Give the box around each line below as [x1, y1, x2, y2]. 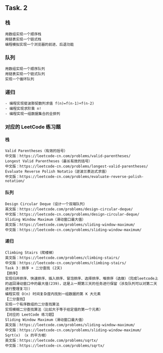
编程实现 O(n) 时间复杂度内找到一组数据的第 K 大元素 [5, 291, 101, 296]
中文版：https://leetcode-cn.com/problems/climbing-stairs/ [5, 260, 127, 265]
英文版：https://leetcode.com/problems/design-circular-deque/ [5, 207, 133, 212]
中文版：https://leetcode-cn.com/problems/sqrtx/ [5, 343, 105, 348]
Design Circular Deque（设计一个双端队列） [5, 201, 88, 206]
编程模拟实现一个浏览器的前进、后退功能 [5, 42, 74, 47]
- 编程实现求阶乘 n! [5, 106, 42, 111]
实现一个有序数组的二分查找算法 [5, 301, 60, 307]
